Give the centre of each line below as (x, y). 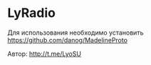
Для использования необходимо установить (75, 32)
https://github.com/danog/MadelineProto (68, 40)
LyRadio (31, 13)
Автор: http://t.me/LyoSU (45, 54)
